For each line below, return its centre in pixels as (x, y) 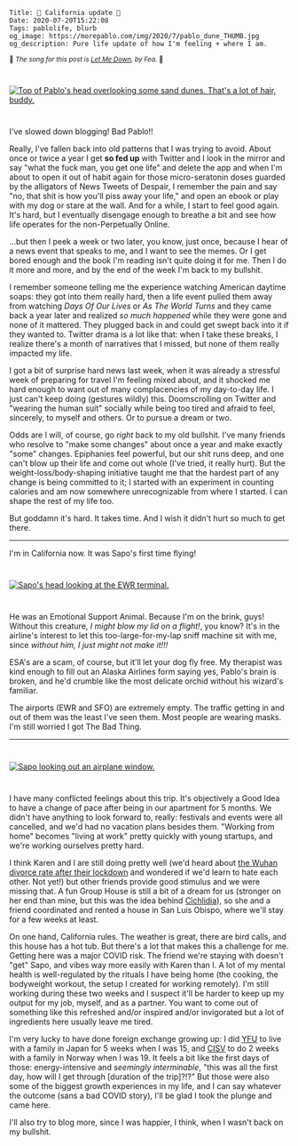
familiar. (24, 690)
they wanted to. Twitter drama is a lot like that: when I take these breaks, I (144, 334)
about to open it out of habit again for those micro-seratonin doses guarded (147, 177)
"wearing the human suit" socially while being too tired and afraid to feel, (142, 408)
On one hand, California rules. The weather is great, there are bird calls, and (148, 937)
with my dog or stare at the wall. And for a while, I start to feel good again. (144, 205)
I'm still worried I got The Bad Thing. (75, 726)
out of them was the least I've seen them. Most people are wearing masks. (145, 717)
